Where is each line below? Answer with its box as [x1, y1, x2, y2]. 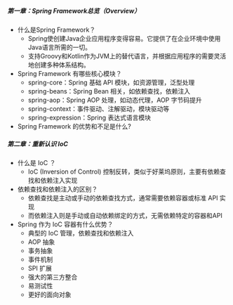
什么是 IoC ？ [17, 158, 56, 167]
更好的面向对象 [27, 290, 72, 299]
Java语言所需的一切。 [27, 43, 91, 51]
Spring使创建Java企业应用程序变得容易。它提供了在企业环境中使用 [27, 34, 221, 42]
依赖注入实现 [40, 176, 78, 184]
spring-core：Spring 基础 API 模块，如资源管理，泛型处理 [27, 78, 195, 86]
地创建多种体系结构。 [27, 60, 90, 69]
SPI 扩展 [27, 264, 53, 272]
